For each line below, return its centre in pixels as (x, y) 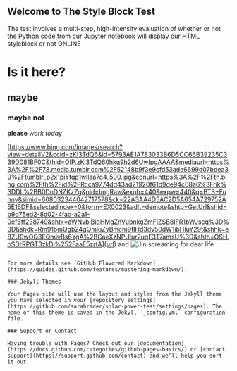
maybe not (26, 118)
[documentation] (160, 343)
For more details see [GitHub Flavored (66, 263)
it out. (19, 362)
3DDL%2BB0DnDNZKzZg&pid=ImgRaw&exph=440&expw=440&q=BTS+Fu (117, 191)
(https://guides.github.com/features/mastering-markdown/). (98, 269)
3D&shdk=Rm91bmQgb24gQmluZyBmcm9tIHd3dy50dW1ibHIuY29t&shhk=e (118, 229)
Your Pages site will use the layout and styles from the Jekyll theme (115, 294)
